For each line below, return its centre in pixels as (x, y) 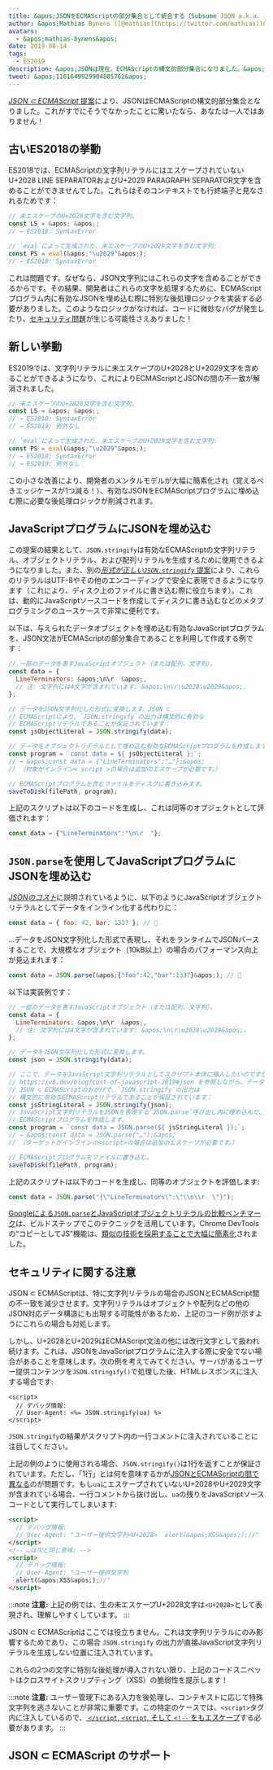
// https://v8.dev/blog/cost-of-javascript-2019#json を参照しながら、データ (136, 1082)
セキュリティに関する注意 (72, 1272)
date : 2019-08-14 (38, 46)
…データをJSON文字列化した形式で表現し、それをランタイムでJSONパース (134, 940)
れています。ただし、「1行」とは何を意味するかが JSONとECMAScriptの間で (134, 1474)
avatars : (23, 31)
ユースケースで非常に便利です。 (111, 611)
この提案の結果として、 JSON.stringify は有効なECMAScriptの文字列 (122, 550)
